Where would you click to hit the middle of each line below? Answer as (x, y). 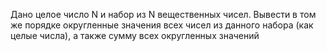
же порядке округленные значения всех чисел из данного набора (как (162, 25)
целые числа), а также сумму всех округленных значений (135, 35)
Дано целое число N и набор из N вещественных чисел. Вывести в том (163, 14)
